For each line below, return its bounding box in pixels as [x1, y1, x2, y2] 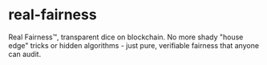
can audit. [8, 49, 42, 59]
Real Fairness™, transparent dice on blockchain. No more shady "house [8, 32, 244, 42]
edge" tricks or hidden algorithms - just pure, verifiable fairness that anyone [8, 40, 259, 50]
